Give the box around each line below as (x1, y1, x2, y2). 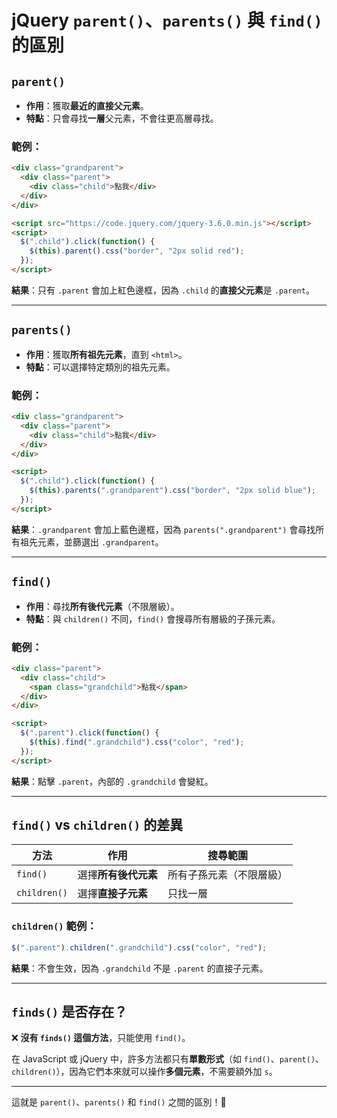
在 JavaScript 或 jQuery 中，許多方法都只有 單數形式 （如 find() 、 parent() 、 (11, 1053, 325, 1065)
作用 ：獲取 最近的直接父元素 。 (25, 100, 149, 111)
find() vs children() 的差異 (11, 817, 184, 834)
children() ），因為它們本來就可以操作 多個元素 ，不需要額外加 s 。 (11, 1066, 278, 1078)
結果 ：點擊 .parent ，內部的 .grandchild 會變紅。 (11, 775, 214, 787)
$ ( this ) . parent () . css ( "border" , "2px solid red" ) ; (29, 246, 245, 256)
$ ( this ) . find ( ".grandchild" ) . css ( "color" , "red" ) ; (29, 737, 245, 748)
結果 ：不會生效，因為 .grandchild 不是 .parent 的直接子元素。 (11, 962, 269, 974)
